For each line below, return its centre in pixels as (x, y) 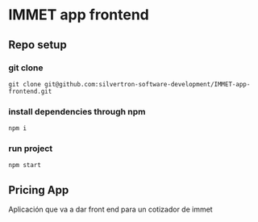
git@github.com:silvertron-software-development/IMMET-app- (147, 84)
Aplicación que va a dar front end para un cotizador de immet (110, 209)
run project (31, 149)
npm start (25, 165)
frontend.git (30, 91)
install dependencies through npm (77, 111)
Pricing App (39, 190)
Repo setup (37, 45)
